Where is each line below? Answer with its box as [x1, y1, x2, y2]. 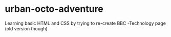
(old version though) [5, 25, 48, 31]
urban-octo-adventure [5, 3, 103, 15]
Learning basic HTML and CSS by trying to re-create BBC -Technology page [5, 20, 166, 26]
